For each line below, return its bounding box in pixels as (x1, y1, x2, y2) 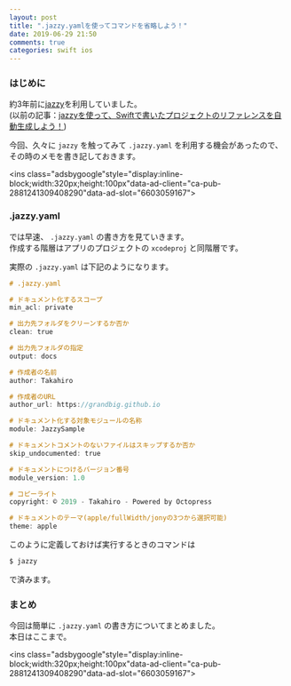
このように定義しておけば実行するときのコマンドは (9, 539, 196, 550)
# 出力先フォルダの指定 (9, 344, 84, 353)
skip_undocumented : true (9, 449, 101, 458)
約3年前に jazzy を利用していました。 (9, 99, 142, 109)
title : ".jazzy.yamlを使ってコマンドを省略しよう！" (9, 21, 188, 30)
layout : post (9, 12, 58, 22)
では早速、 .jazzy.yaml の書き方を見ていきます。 (9, 231, 189, 242)
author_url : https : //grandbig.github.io (9, 401, 161, 410)
